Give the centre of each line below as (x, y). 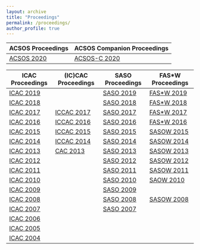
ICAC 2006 (25, 219)
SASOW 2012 (169, 161)
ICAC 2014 (25, 142)
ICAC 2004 (25, 238)
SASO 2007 (120, 209)
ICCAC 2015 (73, 132)
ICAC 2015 (25, 132)
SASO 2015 (120, 132)
